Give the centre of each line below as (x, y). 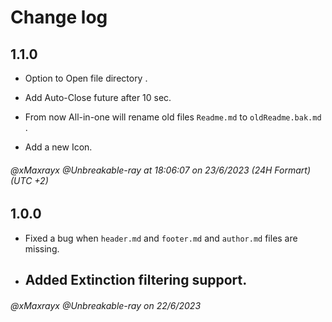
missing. (42, 248)
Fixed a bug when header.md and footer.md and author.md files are (161, 238)
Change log (59, 17)
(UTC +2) (29, 180)
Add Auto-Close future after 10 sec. (98, 97)
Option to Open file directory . (86, 78)
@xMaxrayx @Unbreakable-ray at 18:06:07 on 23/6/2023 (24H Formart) (161, 170)
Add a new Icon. (58, 147)
